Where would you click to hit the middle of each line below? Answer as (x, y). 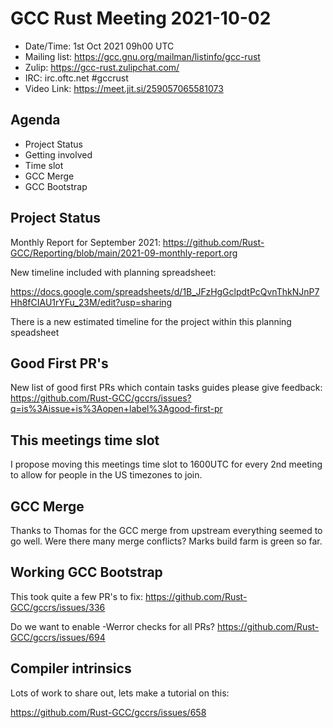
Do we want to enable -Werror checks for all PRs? (112, 626)
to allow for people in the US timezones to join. (106, 475)
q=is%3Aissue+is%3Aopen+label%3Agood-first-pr (116, 409)
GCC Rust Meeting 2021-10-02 (141, 18)
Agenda (35, 120)
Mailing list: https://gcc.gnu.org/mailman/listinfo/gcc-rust (142, 56)
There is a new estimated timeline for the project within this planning (151, 321)
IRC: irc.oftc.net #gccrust (76, 78)
